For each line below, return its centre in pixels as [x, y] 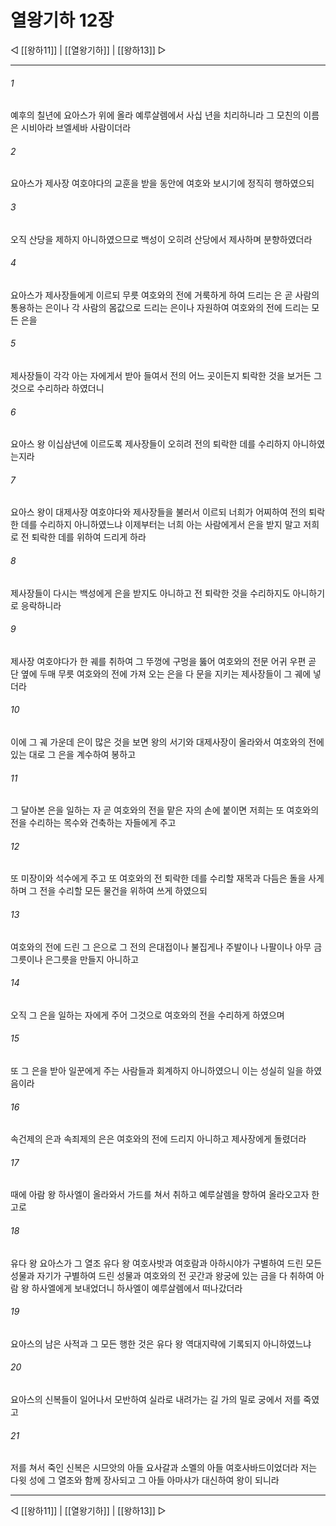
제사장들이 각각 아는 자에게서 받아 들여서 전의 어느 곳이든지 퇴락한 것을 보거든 [161, 375]
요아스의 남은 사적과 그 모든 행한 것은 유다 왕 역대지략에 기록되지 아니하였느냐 [161, 1343]
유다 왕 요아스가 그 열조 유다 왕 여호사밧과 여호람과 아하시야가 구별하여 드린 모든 [166, 1263]
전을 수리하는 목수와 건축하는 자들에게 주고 [93, 823]
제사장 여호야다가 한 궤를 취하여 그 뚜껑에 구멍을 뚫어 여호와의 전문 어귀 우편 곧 [163, 661]
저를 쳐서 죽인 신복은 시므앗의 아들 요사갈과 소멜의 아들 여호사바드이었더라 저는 [164, 1468]
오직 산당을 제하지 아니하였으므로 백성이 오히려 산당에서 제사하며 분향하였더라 [161, 239]
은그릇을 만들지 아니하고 [92, 959]
